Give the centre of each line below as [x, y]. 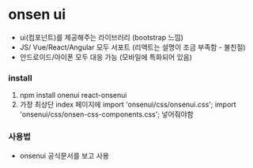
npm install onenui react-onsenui [73, 95]
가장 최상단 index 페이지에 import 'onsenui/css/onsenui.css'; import [128, 105]
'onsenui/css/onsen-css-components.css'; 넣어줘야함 [106, 114]
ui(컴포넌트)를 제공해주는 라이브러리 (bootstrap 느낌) [102, 37]
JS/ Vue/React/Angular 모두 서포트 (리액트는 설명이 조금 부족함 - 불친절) [133, 47]
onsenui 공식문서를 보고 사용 [64, 155]
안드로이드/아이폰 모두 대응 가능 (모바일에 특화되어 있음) [106, 57]
